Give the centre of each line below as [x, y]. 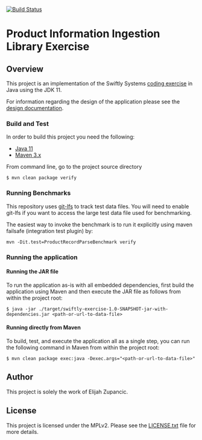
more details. [23, 432]
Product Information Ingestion [83, 34]
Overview [25, 69]
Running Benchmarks [39, 193]
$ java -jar [21, 309]
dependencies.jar [28, 314]
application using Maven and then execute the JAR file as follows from [93, 291]
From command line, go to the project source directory [74, 167]
